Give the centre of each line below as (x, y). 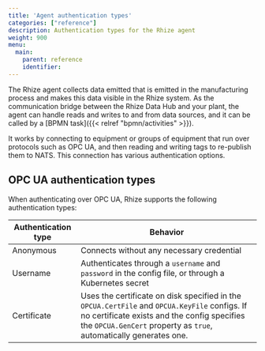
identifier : (42, 67)
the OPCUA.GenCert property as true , (147, 325)
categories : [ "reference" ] (52, 23)
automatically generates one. (134, 335)
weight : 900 (28, 38)
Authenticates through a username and (151, 263)
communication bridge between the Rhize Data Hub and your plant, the (123, 106)
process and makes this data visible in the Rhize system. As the (111, 98)
